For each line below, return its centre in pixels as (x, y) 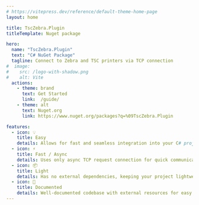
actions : (22, 83)
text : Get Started (44, 94)
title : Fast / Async (42, 154)
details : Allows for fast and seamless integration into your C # (99, 143)
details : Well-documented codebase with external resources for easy (105, 193)
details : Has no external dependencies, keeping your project (95, 176)
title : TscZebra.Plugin (36, 28)
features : (18, 127)
